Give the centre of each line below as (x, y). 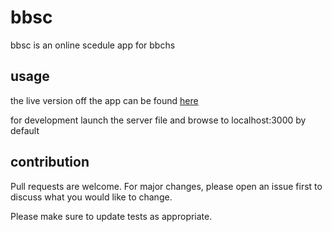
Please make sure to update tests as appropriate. (111, 216)
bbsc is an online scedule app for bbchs (93, 45)
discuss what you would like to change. (91, 197)
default (25, 130)
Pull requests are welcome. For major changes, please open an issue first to (166, 186)
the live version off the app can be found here (104, 100)
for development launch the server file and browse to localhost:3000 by (158, 120)
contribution (50, 162)
